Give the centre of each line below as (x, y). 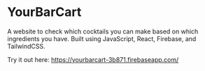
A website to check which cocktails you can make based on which (103, 31)
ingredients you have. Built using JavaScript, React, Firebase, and (102, 38)
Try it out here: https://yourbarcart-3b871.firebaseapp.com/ (93, 59)
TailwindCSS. (26, 46)
